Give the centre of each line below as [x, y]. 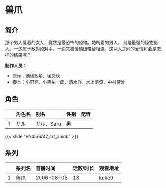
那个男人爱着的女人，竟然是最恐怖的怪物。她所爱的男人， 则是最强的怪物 [79, 43]
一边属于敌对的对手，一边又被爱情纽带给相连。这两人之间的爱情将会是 [85, 49]
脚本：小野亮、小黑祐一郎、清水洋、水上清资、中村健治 [68, 82]
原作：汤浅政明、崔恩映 [36, 76]
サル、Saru [48, 124]
